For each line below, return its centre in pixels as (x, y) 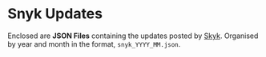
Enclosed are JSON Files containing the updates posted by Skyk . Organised (133, 36)
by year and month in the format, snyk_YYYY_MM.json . (94, 44)
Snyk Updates (55, 14)
